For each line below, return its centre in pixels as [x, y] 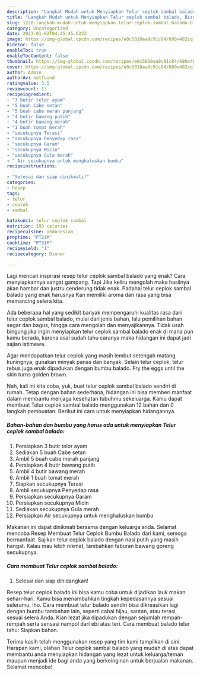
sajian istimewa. [26, 344]
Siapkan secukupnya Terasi [49, 484]
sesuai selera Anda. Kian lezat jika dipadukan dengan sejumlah [84, 617]
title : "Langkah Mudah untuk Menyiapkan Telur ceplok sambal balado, [95, 17]
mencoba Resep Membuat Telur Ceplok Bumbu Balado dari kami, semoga [97, 533]
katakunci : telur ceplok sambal [47, 221]
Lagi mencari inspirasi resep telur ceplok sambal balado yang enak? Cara [96, 276]
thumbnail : [20, 61]
